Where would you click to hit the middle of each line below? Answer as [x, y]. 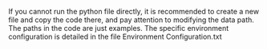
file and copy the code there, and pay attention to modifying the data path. [131, 20]
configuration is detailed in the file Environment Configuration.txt [115, 36]
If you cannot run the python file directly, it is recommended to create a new [133, 11]
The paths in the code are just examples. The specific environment [119, 28]
